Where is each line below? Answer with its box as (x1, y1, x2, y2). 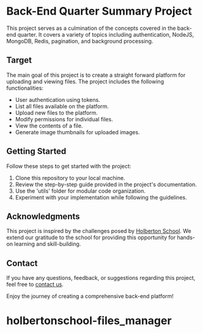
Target (6, 55, 32, 65)
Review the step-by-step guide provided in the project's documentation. (15, 181, 197, 188)
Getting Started (6, 146, 67, 157)
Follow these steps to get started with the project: (6, 162, 131, 170)
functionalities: (6, 84, 44, 91)
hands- (177, 234, 196, 242)
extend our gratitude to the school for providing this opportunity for (6, 234, 176, 242)
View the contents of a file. (15, 122, 83, 129)
